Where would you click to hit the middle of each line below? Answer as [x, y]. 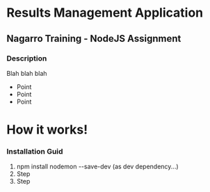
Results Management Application [105, 13]
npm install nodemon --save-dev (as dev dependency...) [97, 167]
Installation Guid [35, 151]
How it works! [47, 130]
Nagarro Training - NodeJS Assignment [94, 39]
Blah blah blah [27, 73]
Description [27, 58]
